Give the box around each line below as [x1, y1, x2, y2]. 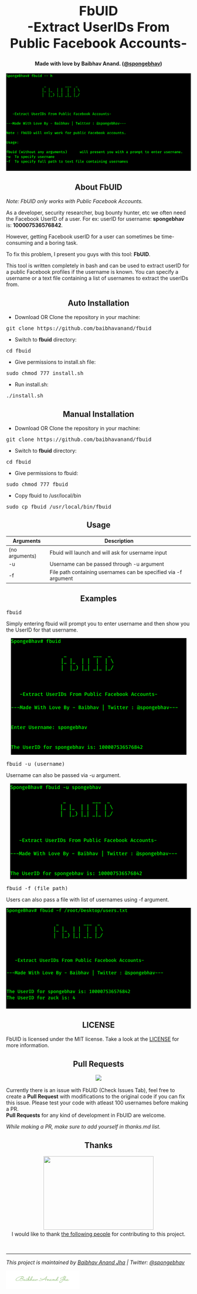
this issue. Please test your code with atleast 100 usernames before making [6, 1099, 189, 1106]
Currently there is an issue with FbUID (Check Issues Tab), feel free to [6, 1087, 175, 1094]
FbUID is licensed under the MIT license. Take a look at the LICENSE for [6, 1036, 179, 1043]
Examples [80, 593, 117, 604]
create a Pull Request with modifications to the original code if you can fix [6, 1093, 185, 1100]
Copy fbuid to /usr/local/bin [14, 492, 81, 499]
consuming [6, 240, 33, 247]
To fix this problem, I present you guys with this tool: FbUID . [6, 251, 151, 258]
